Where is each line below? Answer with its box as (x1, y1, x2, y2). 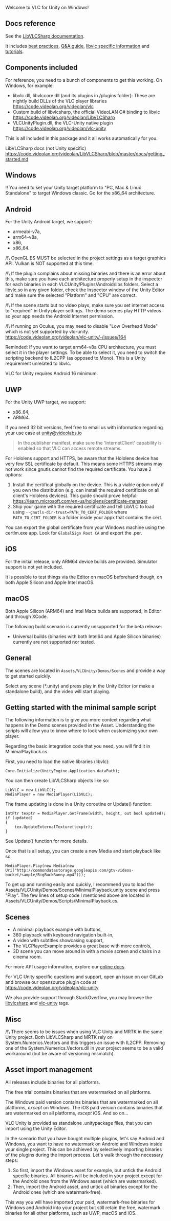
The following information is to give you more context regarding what (5, 717, 151, 723)
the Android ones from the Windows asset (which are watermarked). (12, 1178, 158, 1184)
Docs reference (5, 19, 56, 28)
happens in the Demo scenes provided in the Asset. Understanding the (5, 722, 155, 729)
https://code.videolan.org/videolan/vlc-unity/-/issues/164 (5, 334, 126, 340)
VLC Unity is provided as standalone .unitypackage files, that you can (5, 1120, 152, 1126)
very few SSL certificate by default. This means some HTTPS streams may (5, 461, 163, 467)
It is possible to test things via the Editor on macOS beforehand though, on (5, 574, 162, 580)
